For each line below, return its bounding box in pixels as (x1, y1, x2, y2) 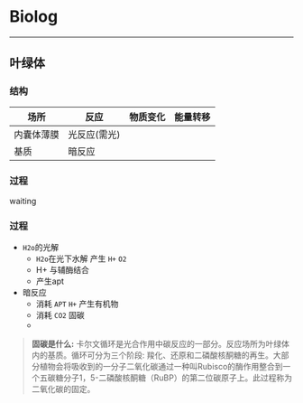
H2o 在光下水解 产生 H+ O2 (35, 253, 127, 264)
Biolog (9, 6, 59, 27)
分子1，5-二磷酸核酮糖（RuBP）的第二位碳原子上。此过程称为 (62, 372, 293, 383)
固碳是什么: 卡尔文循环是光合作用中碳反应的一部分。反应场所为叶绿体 (31, 339, 290, 350)
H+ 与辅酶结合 (35, 265, 90, 276)
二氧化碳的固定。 (31, 384, 96, 395)
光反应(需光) (68, 128, 121, 141)
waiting (9, 195, 37, 206)
